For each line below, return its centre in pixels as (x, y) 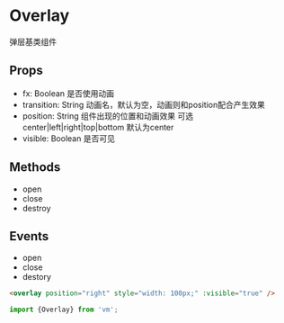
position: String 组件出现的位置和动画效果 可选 (108, 116)
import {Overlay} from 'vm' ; (64, 310)
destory (37, 277)
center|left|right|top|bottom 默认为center (98, 127)
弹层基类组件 (33, 41)
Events (29, 236)
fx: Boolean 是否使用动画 (68, 93)
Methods (35, 167)
